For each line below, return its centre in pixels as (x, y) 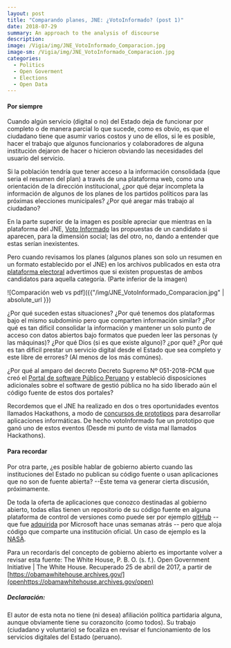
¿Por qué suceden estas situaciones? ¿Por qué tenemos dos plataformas (111, 313)
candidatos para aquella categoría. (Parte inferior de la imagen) (98, 279)
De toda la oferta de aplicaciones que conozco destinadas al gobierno (107, 502)
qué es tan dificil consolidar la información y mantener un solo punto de (109, 328)
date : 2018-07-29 (32, 26)
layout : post (26, 13)
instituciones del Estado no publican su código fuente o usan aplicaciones (113, 474)
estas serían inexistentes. (43, 244)
